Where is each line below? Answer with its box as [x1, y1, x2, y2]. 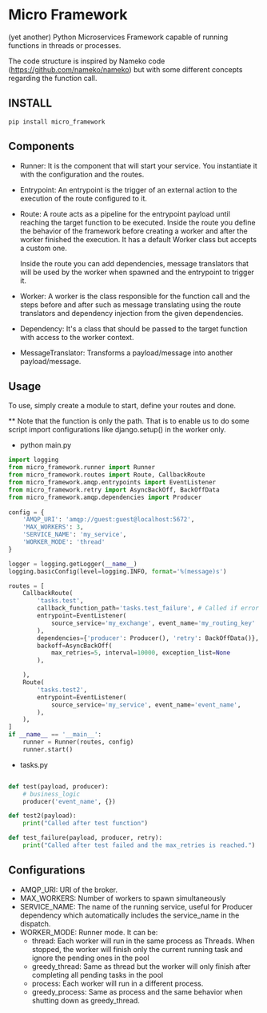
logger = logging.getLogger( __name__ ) [8, 560, 137, 568]
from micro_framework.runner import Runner [8, 464, 156, 472]
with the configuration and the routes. [19, 169, 145, 179]
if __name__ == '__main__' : [8, 731, 102, 739]
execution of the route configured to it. [19, 193, 148, 203]
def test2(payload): [8, 812, 78, 820]
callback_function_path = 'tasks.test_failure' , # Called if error [37, 604, 260, 613]
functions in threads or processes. [8, 40, 122, 50]
